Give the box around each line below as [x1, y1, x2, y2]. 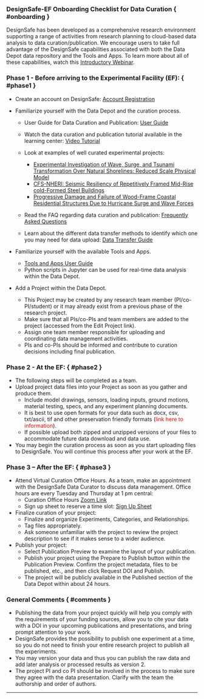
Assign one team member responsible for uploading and [24, 328, 165, 336]
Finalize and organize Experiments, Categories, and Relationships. [24, 516, 190, 523]
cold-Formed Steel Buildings [33, 186, 105, 193]
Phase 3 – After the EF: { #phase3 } [6, 463, 111, 471]
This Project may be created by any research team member [24, 296, 173, 303]
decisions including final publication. [24, 347, 116, 355]
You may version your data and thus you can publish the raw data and [15, 655, 190, 662]
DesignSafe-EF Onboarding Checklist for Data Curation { [6, 5, 177, 13]
